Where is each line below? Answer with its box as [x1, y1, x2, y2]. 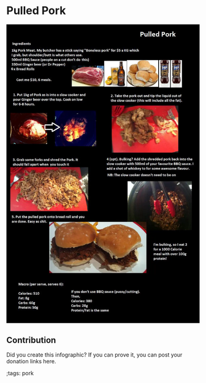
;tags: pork [6, 370, 34, 377]
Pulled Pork [6, 4, 66, 18]
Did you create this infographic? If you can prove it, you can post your [6, 351, 183, 358]
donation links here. [6, 358, 56, 365]
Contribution [6, 335, 56, 345]
